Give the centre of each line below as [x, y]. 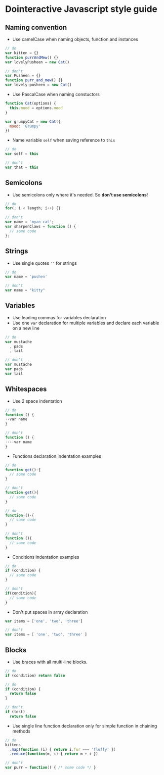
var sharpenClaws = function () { [41, 227]
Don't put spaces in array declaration [50, 612]
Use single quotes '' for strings [44, 263]
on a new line [26, 328]
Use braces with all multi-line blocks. [50, 662]
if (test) [15, 712]
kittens [13, 745]
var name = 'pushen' [26, 277]
